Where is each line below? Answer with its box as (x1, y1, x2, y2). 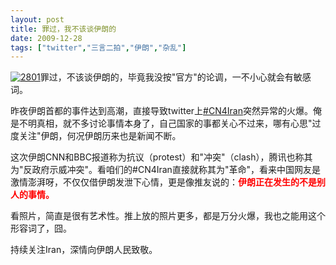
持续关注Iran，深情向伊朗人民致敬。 (10, 244, 158, 256)
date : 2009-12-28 (10, 33, 83, 43)
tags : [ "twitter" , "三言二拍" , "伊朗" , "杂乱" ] (10, 42, 187, 53)
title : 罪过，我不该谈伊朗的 (10, 24, 117, 34)
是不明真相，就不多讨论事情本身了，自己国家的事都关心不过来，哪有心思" (10, 117, 313, 130)
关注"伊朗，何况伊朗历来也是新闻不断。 (18, 130, 182, 142)
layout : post (10, 14, 65, 25)
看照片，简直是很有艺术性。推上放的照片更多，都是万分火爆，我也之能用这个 (10, 210, 326, 222)
